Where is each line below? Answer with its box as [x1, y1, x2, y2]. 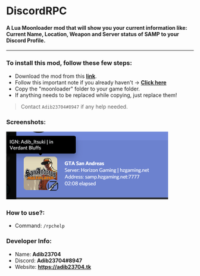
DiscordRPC [6, 4, 67, 18]
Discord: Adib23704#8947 [14, 257, 82, 264]
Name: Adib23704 [14, 250, 61, 258]
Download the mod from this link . [14, 73, 97, 80]
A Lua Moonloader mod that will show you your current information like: [6, 24, 187, 31]
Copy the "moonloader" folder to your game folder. [14, 85, 140, 92]
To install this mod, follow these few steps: [6, 59, 132, 67]
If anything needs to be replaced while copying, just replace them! [14, 91, 177, 99]
